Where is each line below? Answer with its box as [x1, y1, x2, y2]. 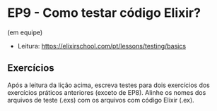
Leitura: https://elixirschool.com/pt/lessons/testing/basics [17, 41, 186, 50]
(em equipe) [7, 28, 43, 37]
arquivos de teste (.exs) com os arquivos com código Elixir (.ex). [7, 96, 194, 104]
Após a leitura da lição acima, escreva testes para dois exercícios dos [7, 81, 211, 89]
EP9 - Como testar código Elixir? [7, 5, 201, 21]
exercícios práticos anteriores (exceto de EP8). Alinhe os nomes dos [7, 88, 206, 96]
